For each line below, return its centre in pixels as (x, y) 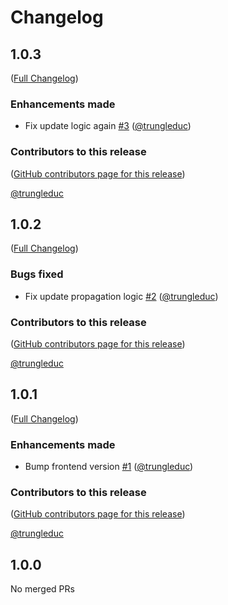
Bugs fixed (37, 274)
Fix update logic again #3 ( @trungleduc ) (108, 126)
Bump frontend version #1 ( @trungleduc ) (109, 467)
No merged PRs (42, 589)
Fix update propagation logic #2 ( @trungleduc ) (121, 296)
